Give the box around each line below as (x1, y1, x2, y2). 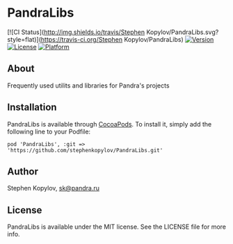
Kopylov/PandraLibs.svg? (145, 28, 219, 36)
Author (7, 165, 38, 177)
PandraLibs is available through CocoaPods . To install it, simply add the (7, 120, 212, 128)
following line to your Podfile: (7, 127, 91, 136)
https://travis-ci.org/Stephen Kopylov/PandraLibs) (40, 35, 184, 43)
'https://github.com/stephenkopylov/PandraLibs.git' (7, 147, 163, 154)
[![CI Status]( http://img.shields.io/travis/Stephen (7, 28, 145, 36)
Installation (7, 101, 57, 113)
